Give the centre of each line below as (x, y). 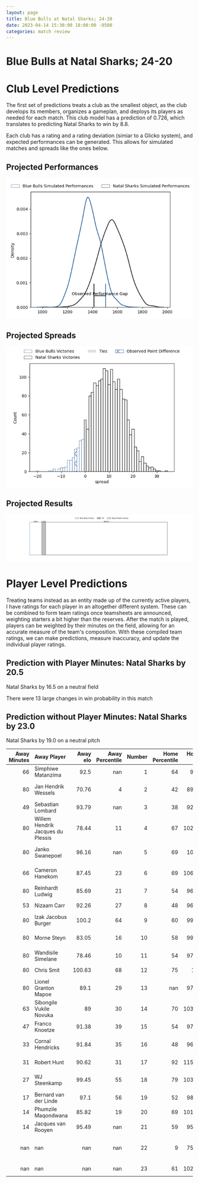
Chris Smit (47, 970)
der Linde (46, 1101)
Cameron (46, 870)
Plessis (43, 837)
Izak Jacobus (51, 917)
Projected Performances (52, 167)
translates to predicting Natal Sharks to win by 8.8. (68, 124)
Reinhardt (46, 888)
